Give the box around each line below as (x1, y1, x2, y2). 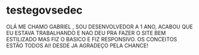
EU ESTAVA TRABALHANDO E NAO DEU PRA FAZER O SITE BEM (6, 29, 166, 36)
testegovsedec (6, 4, 83, 17)
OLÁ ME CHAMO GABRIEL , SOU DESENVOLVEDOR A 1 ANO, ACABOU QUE (6, 23, 193, 30)
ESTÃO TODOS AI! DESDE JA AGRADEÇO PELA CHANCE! (6, 42, 149, 49)
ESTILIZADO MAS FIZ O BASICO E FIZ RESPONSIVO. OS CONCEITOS (6, 35, 177, 43)
